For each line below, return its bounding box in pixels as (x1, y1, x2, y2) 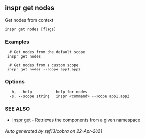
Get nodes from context (5, 17, 54, 23)
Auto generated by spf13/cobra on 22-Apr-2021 (5, 128, 102, 134)
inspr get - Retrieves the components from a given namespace (12, 117, 140, 123)
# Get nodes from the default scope (9, 50, 85, 55)
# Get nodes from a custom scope (9, 63, 79, 68)
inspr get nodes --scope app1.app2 (7, 67, 81, 72)
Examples (5, 38, 30, 45)
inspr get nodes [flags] (5, 27, 56, 32)
